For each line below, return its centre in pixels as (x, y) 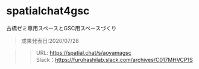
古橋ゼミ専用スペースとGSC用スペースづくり (62, 28)
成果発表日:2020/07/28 (50, 40)
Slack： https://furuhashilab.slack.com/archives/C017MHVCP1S (114, 59)
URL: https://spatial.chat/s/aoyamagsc (84, 52)
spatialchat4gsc (48, 11)
